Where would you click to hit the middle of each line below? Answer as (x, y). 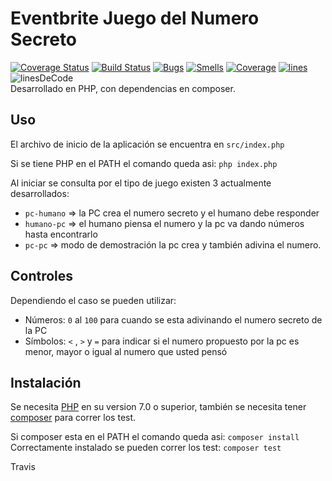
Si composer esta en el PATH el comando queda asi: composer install (155, 437)
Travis (23, 467)
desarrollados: (40, 193)
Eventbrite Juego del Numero (135, 18)
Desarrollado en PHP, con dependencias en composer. (123, 88)
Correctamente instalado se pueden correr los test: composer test (146, 448)
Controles (42, 276)
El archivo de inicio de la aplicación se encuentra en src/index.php (147, 144)
